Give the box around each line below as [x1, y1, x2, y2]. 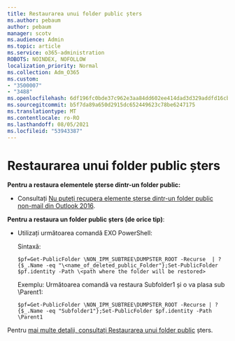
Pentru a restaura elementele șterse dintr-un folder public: [7, 181, 180, 189]
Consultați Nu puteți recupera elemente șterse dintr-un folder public [17, 194, 213, 203]
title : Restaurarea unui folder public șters [7, 10, 142, 18]
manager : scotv [7, 29, 52, 37]
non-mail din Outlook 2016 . [17, 202, 96, 210]
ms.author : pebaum [7, 17, 61, 24]
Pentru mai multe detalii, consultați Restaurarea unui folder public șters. [7, 326, 213, 335]
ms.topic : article [7, 43, 61, 50]
